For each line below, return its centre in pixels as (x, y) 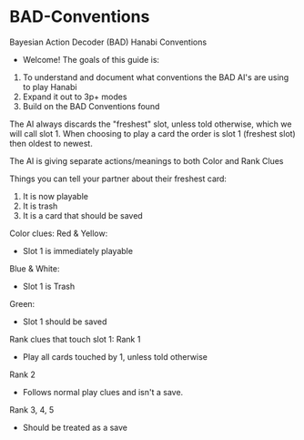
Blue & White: (35, 268)
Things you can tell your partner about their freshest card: (118, 179)
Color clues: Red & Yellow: (59, 233)
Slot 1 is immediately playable (78, 251)
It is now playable (56, 196)
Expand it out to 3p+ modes (75, 97)
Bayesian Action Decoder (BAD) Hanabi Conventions (108, 42)
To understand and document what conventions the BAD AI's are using (156, 77)
